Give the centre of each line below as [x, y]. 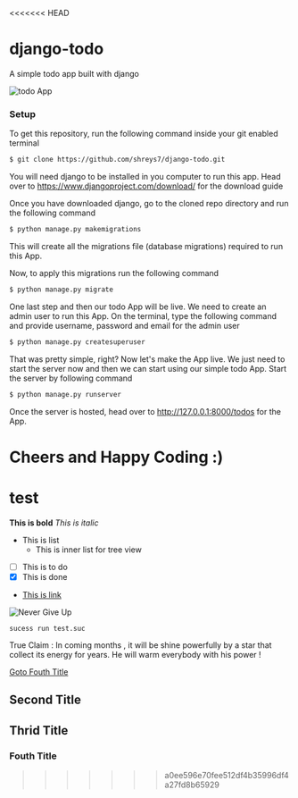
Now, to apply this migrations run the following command [114, 273]
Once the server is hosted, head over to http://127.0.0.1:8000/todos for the [145, 411]
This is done [45, 576]
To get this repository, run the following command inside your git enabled [144, 134]
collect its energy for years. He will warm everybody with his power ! [135, 654]
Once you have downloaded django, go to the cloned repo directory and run [149, 204]
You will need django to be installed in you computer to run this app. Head [145, 177]
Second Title [46, 700]
